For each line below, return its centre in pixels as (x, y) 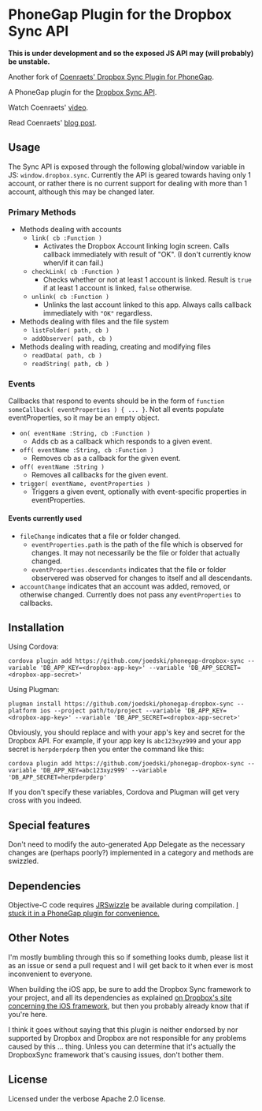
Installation (36, 628)
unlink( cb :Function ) (70, 297)
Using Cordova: (33, 647)
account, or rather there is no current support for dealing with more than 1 (128, 183)
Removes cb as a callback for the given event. (106, 458)
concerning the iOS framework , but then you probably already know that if (129, 1006)
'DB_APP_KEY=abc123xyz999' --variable (103, 771)
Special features (49, 825)
